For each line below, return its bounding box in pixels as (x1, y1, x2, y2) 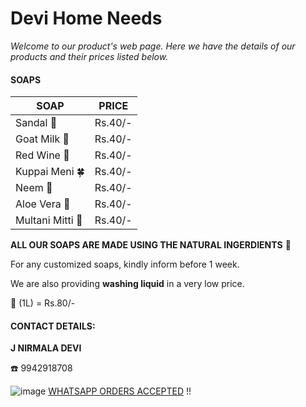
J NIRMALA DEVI (10, 342, 82, 354)
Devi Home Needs (10, 7, 163, 30)
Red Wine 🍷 (15, 148, 70, 162)
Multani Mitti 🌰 (15, 213, 83, 227)
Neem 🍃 (15, 181, 53, 195)
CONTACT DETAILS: (10, 320, 96, 332)
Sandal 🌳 (15, 116, 58, 130)
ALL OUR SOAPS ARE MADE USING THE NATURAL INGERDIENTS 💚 (10, 239, 292, 251)
